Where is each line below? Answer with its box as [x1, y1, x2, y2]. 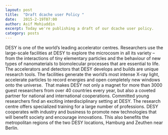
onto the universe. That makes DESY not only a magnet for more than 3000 [5, 82, 162, 88]
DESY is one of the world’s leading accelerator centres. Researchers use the [5, 45, 163, 50]
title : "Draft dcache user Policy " [5, 12, 85, 17]
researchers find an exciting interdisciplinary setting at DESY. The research [5, 98, 161, 104]
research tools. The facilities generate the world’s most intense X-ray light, [5, 72, 159, 77]
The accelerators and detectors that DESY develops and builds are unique [5, 66, 159, 72]
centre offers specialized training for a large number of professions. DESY [5, 104, 158, 109]
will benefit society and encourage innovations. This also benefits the [5, 114, 149, 120]
